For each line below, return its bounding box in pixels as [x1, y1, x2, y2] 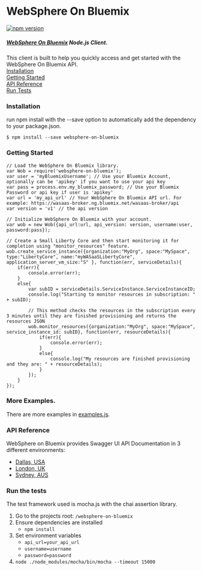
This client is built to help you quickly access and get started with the [6, 54, 181, 61]
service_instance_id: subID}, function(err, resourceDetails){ [6, 329, 171, 335]
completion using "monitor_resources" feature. [6, 243, 130, 249]
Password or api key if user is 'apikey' [6, 189, 114, 196]
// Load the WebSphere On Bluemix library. [6, 163, 119, 169]
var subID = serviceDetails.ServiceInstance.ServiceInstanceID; [28, 286, 196, 292]
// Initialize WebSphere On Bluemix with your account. [6, 216, 152, 222]
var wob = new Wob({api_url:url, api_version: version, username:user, [6, 221, 193, 228]
